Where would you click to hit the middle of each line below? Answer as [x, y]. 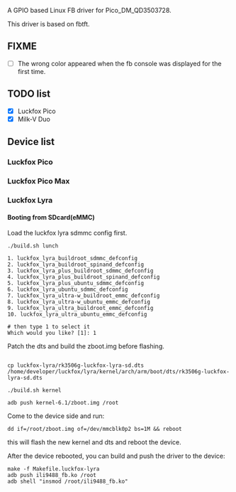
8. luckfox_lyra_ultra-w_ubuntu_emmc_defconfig [79, 302]
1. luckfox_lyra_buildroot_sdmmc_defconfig [73, 259]
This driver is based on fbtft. [49, 24]
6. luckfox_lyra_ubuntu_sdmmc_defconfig [68, 290]
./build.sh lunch [33, 246]
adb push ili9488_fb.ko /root [52, 476]
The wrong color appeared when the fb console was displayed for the [119, 63]
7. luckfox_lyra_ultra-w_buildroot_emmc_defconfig [84, 296]
